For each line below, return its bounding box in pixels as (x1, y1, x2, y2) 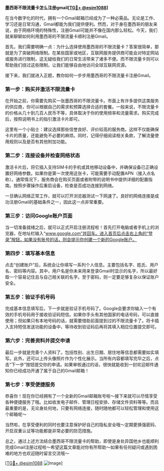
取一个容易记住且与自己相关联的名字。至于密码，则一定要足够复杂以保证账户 (5, 274, 159, 280)
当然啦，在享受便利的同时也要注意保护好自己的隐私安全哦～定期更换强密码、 (5, 422, 159, 428)
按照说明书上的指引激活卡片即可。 (13, 116, 82, 122)
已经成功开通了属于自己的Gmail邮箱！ (13, 368, 89, 373)
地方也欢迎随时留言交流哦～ (13, 451, 69, 456)
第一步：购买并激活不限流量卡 (5, 85, 76, 92)
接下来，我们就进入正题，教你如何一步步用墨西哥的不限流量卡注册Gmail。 (5, 73, 154, 78)
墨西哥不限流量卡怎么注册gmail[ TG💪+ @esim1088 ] (5, 5, 108, 10)
